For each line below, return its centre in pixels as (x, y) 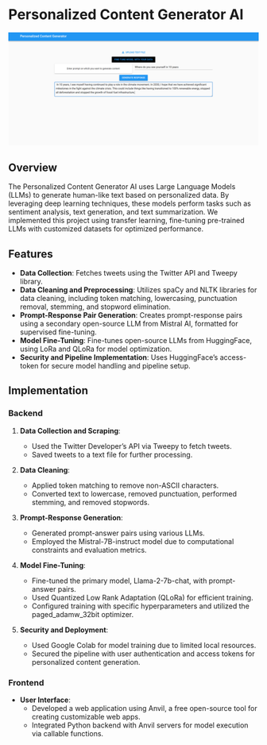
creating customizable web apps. (86, 716)
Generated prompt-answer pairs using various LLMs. (118, 533)
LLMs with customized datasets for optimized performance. (106, 229)
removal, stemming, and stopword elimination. (95, 307)
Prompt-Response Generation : (71, 517)
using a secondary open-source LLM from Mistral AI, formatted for (129, 323)
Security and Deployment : (64, 630)
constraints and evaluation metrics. (89, 550)
